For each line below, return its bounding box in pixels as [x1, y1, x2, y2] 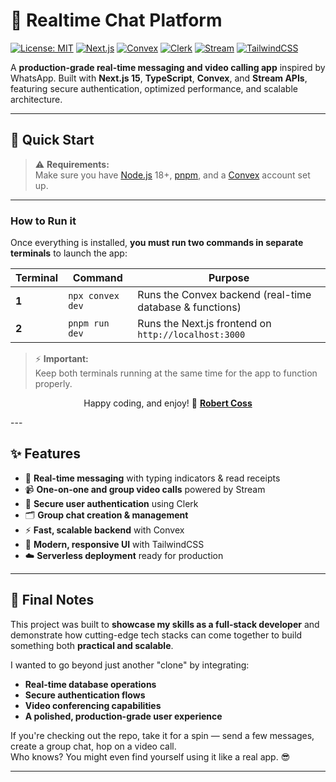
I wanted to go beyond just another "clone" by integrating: [10, 659, 250, 671]
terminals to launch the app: [10, 247, 128, 259]
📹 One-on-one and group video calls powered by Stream [24, 483, 266, 495]
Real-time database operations [24, 678, 157, 690]
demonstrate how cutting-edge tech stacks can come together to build [10, 629, 303, 641]
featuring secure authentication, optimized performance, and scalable [10, 82, 298, 94]
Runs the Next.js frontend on [137, 317, 272, 331]
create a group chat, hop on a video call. [10, 740, 177, 752]
